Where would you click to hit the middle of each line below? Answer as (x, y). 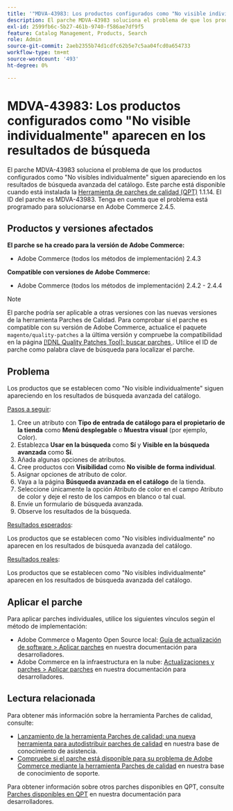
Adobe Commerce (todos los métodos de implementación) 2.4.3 (109, 259)
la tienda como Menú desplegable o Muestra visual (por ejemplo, (112, 430)
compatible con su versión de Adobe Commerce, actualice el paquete (107, 327)
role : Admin (24, 40)
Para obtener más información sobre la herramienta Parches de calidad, (110, 715)
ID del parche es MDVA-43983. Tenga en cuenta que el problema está (107, 199)
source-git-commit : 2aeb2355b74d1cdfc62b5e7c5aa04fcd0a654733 (99, 46)
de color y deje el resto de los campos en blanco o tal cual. (101, 497)
